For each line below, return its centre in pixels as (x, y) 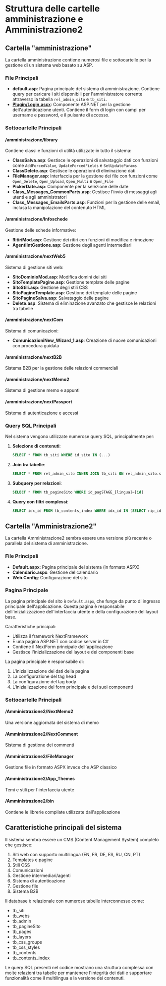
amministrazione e (44, 19)
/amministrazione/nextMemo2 (37, 379)
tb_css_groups (27, 942)
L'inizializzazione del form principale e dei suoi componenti (73, 687)
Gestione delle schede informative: (41, 230)
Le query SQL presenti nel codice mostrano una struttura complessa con (79, 967)
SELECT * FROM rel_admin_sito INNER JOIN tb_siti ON (68, 474)
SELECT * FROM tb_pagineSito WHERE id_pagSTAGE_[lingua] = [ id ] (78, 492)
